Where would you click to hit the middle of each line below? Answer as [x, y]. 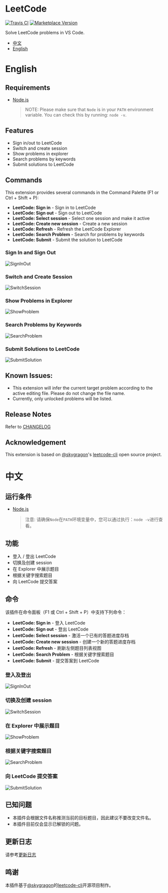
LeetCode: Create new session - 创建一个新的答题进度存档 [74, 642]
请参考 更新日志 [21, 855]
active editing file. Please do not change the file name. [69, 393]
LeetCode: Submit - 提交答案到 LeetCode [56, 661]
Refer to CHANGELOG [28, 426]
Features [19, 131]
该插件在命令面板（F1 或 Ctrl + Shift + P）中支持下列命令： [66, 612]
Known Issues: [29, 376]
